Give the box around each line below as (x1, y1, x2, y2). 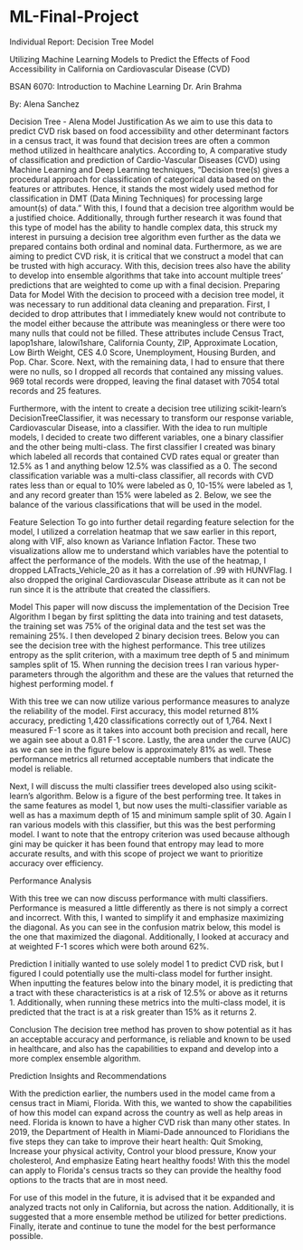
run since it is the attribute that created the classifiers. (9, 584, 211, 595)
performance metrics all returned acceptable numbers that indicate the (9, 753, 274, 764)
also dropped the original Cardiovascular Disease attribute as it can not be (9, 574, 287, 585)
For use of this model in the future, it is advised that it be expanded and (9, 1192, 276, 1203)
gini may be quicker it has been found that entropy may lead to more (9, 838, 264, 849)
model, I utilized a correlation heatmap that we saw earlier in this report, (9, 526, 278, 537)
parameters (9, 668, 52, 680)
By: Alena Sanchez (9, 98, 80, 110)
